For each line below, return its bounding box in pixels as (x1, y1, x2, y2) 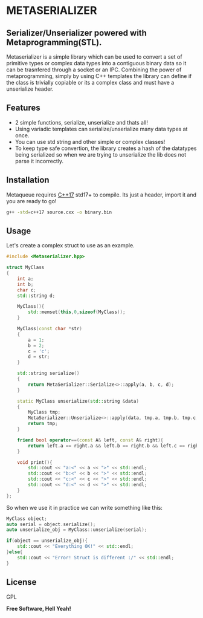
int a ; (17, 276, 34, 282)
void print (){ (17, 459, 53, 466)
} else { (6, 549, 23, 555)
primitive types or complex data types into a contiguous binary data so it (6, 60, 187, 67)
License (6, 577, 37, 587)
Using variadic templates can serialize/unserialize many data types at (14, 125, 188, 132)
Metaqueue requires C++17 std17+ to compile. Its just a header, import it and (6, 191, 197, 198)
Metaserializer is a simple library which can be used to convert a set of (6, 53, 182, 60)
